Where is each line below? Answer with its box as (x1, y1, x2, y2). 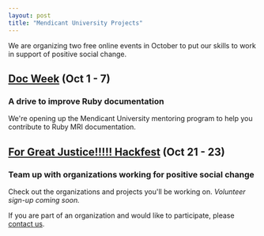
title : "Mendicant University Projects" (8, 19, 144, 27)
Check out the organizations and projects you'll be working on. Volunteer (8, 187, 247, 196)
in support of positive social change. (8, 49, 127, 59)
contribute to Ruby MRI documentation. (8, 122, 137, 131)
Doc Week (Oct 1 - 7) (8, 72, 111, 86)
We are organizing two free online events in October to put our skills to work (8, 40, 257, 50)
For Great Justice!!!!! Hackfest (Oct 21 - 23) (8, 145, 225, 158)
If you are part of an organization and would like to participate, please (8, 211, 235, 220)
